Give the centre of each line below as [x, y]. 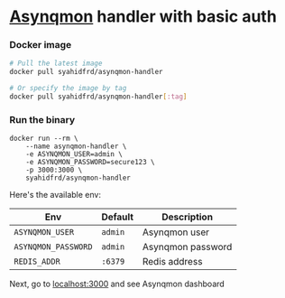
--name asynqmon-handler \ [76, 146]
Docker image [41, 45]
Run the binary [42, 119]
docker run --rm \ [44, 139]
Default [117, 217]
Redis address [172, 262]
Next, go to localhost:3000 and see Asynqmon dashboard [117, 284]
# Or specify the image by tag [68, 88]
